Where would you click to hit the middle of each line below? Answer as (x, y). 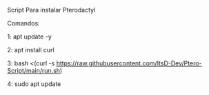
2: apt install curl (31, 50)
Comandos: (23, 23)
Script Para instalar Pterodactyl (51, 10)
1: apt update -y (29, 36)
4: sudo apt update (34, 84)
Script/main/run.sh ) (35, 71)
